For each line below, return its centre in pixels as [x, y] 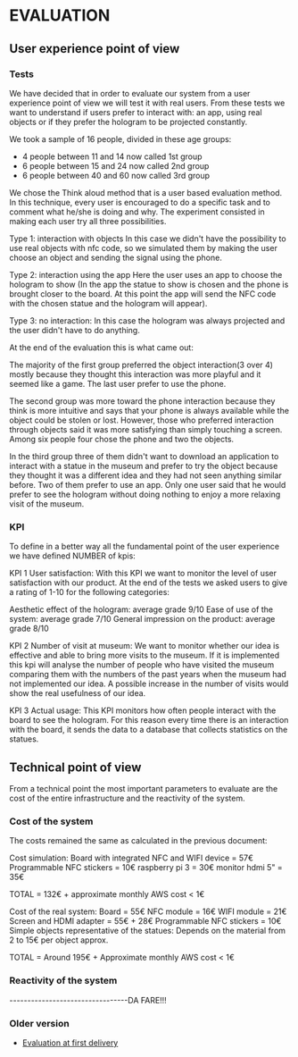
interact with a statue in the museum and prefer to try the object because [144, 466]
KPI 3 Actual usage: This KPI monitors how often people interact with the [143, 710]
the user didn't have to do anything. [74, 330]
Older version [39, 1023]
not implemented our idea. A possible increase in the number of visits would [149, 684]
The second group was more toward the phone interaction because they [142, 401]
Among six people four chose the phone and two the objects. [122, 439]
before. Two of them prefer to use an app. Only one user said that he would [148, 484]
